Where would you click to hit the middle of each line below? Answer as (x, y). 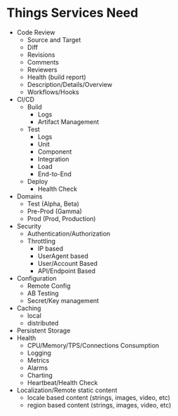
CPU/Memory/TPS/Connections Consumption (93, 345)
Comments (43, 62)
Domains (29, 196)
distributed (43, 323)
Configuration (36, 278)
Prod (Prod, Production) (61, 218)
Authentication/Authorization (69, 234)
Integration (53, 159)
